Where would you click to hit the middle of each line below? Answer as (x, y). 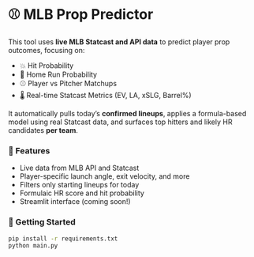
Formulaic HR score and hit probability (82, 193)
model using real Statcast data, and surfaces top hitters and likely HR (120, 122)
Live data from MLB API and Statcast (79, 168)
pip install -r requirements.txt (63, 238)
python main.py (33, 246)
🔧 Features (29, 150)
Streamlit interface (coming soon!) (75, 202)
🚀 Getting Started (42, 222)
